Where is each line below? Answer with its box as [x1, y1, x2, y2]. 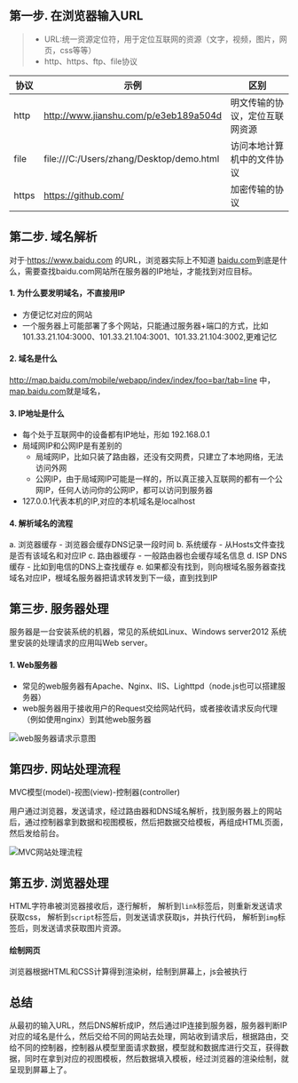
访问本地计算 [230, 139, 285, 152]
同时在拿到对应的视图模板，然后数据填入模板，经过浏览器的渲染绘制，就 [24, 1054, 289, 1064]
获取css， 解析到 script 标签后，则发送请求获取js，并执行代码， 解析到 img [9, 912, 278, 922]
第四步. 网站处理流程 [9, 761, 122, 776]
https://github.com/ [43, 189, 124, 202]
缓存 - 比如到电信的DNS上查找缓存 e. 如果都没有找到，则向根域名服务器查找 [9, 561, 286, 572]
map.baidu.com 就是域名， [9, 386, 106, 397]
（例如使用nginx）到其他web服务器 [21, 714, 152, 725]
